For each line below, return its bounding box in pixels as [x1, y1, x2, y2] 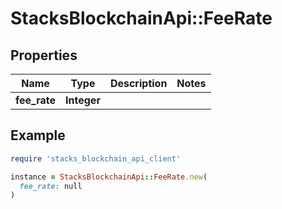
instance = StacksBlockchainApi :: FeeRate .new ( [10, 172, 208, 182]
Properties [10, 47, 78, 64]
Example [10, 127, 66, 144]
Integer [65, 93, 101, 107]
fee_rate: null [19, 181, 83, 191]
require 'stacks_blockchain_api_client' [10, 153, 182, 164]
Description [109, 77, 168, 90]
